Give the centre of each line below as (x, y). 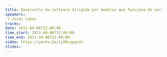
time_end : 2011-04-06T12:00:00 (38, 38)
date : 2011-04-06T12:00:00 (33, 28)
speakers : (15, 14)
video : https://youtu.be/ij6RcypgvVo (44, 42)
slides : (13, 47)
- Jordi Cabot (22, 19)
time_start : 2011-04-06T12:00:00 (40, 33)
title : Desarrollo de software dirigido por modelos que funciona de (79, 10)
